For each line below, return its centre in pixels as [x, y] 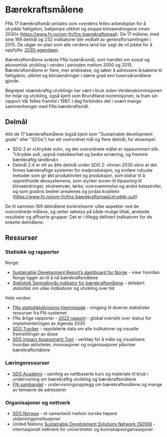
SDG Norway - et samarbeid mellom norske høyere [65, 414]
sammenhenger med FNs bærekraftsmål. [47, 106]
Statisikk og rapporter [32, 252]
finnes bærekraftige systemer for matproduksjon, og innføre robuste [83, 170]
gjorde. [12, 81]
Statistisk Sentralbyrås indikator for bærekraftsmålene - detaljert [79, 283]
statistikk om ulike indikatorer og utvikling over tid [63, 289]
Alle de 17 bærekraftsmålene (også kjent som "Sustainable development [79, 134]
